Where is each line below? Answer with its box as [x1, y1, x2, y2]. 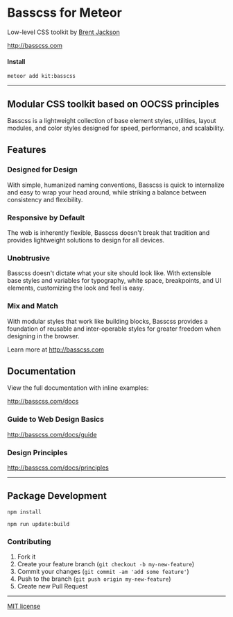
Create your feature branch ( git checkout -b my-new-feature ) [17, 560, 195, 568]
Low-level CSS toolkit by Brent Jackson [7, 28, 120, 36]
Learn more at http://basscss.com [7, 345, 104, 354]
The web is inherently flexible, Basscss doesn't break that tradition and [7, 228, 210, 237]
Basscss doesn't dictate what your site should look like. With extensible [7, 269, 212, 277]
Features [7, 144, 46, 156]
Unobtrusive [7, 253, 51, 263]
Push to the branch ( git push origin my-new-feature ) [17, 575, 171, 583]
